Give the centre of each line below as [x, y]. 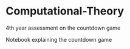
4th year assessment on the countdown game [63, 28]
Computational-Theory [65, 11]
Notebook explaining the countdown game [59, 39]
